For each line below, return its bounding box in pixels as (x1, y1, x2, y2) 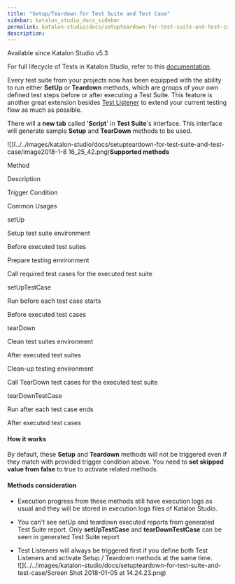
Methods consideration (7, 481, 77, 490)
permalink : (7, 23, 39, 30)
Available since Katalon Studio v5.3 (7, 49, 108, 57)
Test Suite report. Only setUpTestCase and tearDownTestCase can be (17, 525, 222, 534)
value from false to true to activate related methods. (7, 465, 159, 473)
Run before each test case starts (7, 297, 101, 305)
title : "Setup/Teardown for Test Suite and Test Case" (7, 10, 171, 17)
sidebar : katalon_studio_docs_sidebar (7, 17, 120, 24)
